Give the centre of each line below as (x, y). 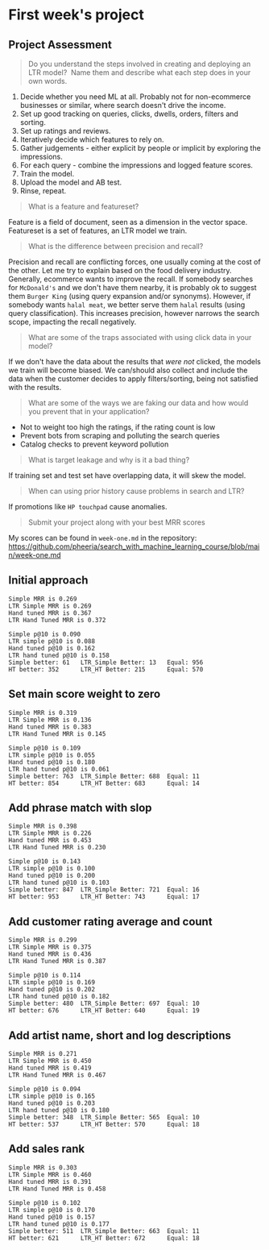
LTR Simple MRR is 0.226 (50, 833)
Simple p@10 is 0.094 (45, 1090)
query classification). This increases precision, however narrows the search (134, 313)
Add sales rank (47, 1149)
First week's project (77, 15)
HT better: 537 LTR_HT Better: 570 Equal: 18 (104, 1125)
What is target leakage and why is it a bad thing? (109, 460)
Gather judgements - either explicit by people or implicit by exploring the (141, 148)
